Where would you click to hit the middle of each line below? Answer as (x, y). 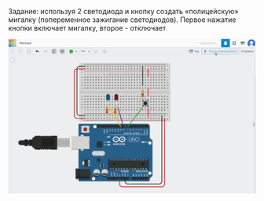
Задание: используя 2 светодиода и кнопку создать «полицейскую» (123, 11)
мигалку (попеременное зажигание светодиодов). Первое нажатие (123, 20)
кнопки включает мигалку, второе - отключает (87, 28)
